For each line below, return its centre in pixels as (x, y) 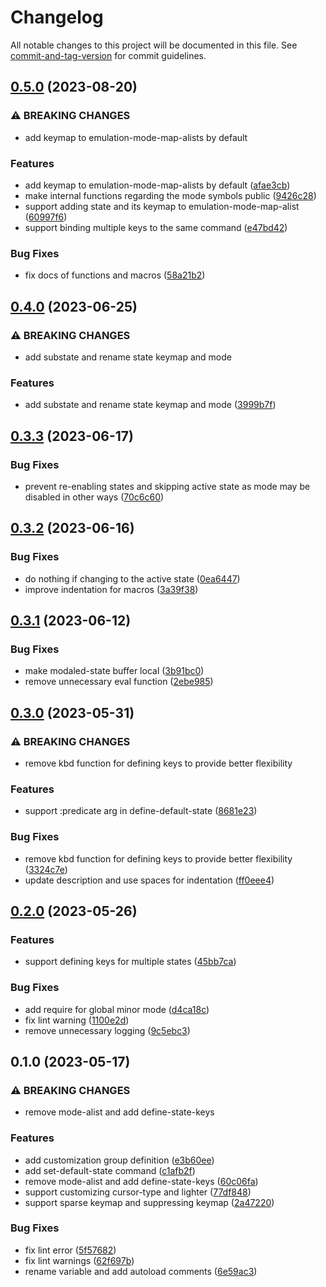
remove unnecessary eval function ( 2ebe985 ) (119, 682)
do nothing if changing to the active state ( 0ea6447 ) (132, 578)
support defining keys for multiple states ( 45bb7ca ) (130, 962)
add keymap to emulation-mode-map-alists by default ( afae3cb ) (157, 185)
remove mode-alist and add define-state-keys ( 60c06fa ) (141, 1181)
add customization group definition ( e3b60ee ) (119, 1160)
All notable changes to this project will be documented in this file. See (154, 45)
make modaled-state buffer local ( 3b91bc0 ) (114, 671)
